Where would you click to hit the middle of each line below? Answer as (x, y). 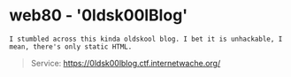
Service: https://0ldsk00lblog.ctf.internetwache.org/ (126, 63)
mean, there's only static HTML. (71, 46)
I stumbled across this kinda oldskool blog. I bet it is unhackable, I (146, 39)
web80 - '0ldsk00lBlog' (99, 15)
